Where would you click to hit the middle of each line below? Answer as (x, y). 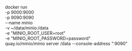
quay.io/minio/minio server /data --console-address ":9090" (66, 43)
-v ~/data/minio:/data (27, 28)
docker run (16, 7)
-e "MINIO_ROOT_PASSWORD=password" (48, 38)
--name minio (19, 23)
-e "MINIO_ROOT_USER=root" (35, 33)
